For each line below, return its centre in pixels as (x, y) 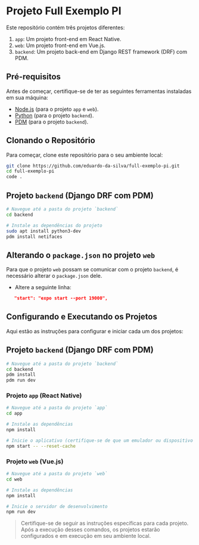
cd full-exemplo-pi (30, 171)
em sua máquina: (27, 97)
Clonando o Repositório (51, 140)
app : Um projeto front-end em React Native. (68, 39)
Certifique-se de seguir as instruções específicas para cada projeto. (105, 524)
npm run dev (21, 512)
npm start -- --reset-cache (41, 446)
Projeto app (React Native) (44, 396)
